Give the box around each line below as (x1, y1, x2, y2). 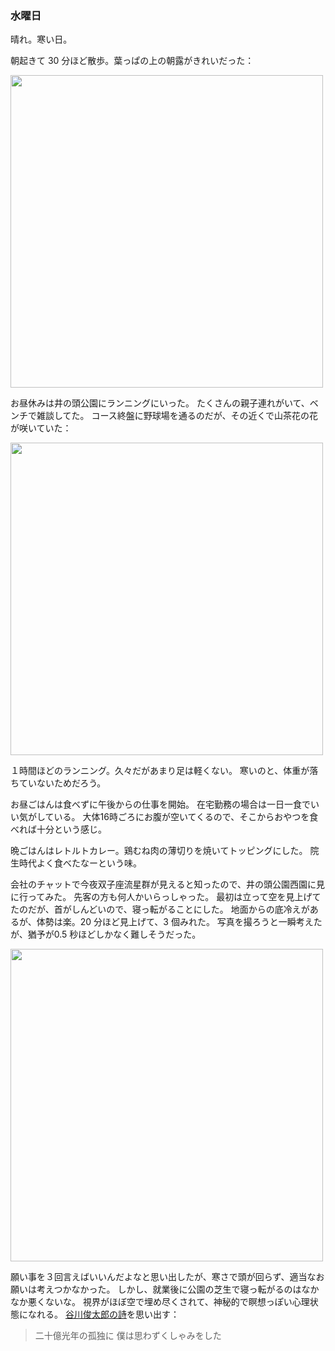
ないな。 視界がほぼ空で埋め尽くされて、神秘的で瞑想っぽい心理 (44, 1296, 310, 1308)
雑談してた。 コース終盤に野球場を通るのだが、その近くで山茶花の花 (36, 410, 319, 422)
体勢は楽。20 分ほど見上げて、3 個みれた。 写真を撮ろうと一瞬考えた (36, 916, 323, 928)
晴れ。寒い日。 (10, 33, 73, 46)
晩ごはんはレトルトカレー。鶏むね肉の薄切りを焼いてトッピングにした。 (10, 845, 308, 857)
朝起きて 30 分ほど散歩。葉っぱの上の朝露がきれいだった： (10, 55, 255, 67)
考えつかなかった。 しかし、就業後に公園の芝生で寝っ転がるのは (36, 1283, 302, 1296)
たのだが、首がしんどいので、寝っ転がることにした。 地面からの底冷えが (10, 903, 310, 916)
